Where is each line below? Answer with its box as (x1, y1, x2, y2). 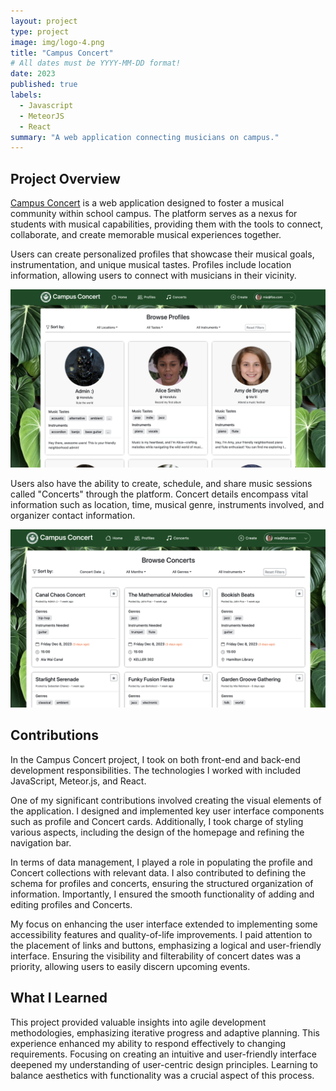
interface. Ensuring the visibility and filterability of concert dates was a (10, 950, 302, 962)
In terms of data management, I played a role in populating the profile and (10, 856, 313, 868)
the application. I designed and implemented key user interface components (10, 805, 325, 817)
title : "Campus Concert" (10, 48, 114, 58)
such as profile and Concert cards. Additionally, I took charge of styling (10, 815, 304, 827)
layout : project (10, 16, 78, 26)
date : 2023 (10, 69, 56, 79)
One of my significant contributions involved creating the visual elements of (10, 794, 322, 806)
